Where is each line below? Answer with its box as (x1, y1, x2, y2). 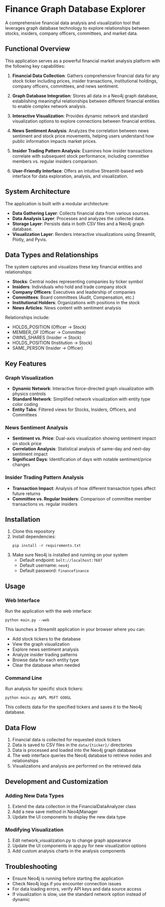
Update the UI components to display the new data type (12, 814, 126, 819)
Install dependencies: (12, 534, 56, 540)
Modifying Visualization (5, 826, 64, 833)
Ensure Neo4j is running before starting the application (12, 875, 124, 881)
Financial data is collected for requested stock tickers (12, 737, 121, 743)
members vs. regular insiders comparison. (12, 158, 99, 164)
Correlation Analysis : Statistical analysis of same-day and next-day (12, 446, 151, 452)
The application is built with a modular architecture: (5, 200, 109, 206)
